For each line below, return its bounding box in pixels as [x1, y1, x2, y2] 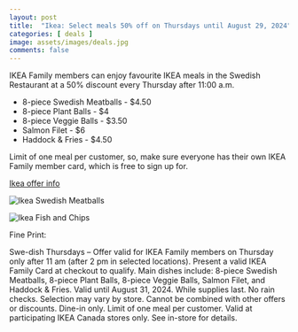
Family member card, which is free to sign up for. [9, 161, 189, 172]
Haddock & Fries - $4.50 [21, 135, 113, 145]
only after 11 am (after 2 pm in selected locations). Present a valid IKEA [9, 256, 267, 266]
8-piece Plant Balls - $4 [21, 106, 109, 117]
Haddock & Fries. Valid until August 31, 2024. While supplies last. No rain [9, 284, 275, 295]
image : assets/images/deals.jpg [9, 37, 129, 47]
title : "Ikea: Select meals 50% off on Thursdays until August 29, [9, 21, 268, 30]
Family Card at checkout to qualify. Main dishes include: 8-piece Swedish [9, 266, 278, 276]
